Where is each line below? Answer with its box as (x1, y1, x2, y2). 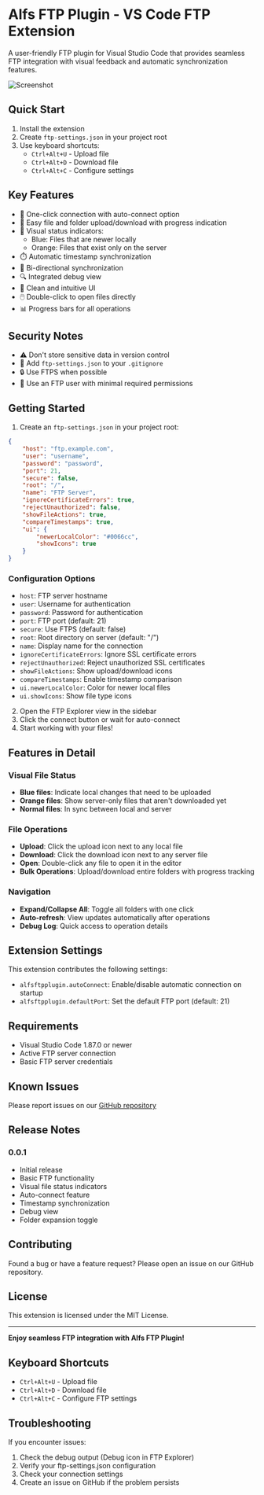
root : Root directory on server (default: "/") (19, 633, 159, 643)
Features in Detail (8, 746, 96, 760)
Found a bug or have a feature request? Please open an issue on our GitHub (8, 1258, 254, 1268)
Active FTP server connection (19, 1048, 116, 1059)
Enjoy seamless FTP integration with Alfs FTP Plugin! (8, 1333, 185, 1342)
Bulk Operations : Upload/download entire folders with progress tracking (19, 867, 255, 876)
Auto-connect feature (19, 1190, 90, 1199)
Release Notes (8, 1123, 81, 1137)
